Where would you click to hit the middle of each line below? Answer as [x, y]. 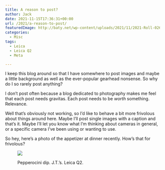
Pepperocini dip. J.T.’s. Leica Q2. [50, 163]
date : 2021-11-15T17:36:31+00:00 [39, 19]
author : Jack [18, 14]
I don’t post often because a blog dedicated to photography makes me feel [81, 93]
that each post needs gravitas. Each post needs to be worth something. [77, 99]
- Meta [16, 55]
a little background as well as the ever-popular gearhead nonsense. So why [82, 79]
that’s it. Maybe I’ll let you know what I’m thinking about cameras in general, [82, 124]
